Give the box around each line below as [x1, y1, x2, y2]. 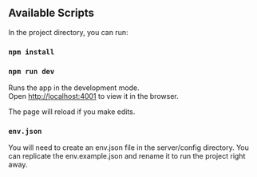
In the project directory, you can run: [8, 27, 128, 37]
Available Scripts [8, 6, 94, 20]
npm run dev [8, 67, 55, 76]
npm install [8, 47, 55, 57]
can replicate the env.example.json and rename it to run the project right [8, 151, 246, 161]
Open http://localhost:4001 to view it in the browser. [8, 92, 179, 101]
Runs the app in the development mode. [8, 83, 140, 92]
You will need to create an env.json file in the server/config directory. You [8, 143, 250, 152]
